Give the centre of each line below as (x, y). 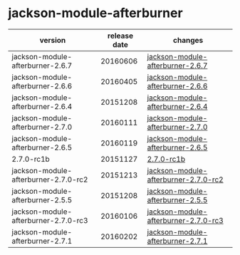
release (120, 36)
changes (188, 40)
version (53, 40)
